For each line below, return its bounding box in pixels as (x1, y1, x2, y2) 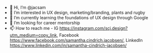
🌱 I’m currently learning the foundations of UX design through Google (9, 15, 149, 20)
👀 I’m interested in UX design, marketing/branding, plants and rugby (9, 10, 145, 15)
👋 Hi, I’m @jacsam (9, 5, 46, 10)
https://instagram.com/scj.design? (59, 26, 128, 31)
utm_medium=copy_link (9, 32, 57, 38)
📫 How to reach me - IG (9, 26, 59, 31)
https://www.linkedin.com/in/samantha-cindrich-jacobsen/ (9, 42, 127, 48)
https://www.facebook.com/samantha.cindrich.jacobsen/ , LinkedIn (9, 38, 143, 43)
